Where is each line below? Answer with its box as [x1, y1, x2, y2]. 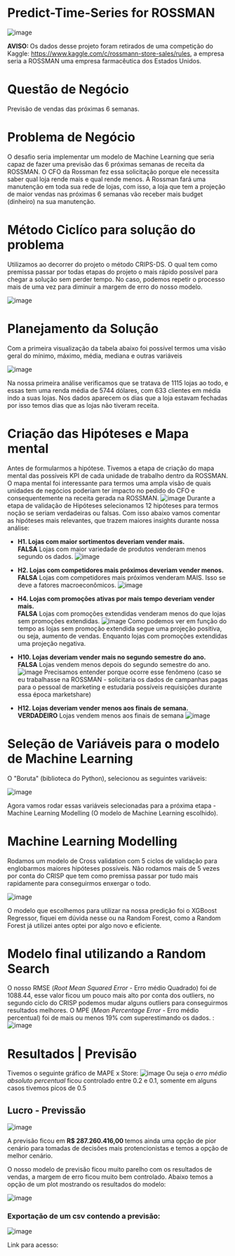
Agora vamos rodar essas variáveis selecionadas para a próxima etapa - [7, 801, 216, 810]
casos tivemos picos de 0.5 [7, 1084, 86, 1092]
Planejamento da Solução [7, 321, 159, 337]
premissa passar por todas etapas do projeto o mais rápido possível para [7, 267, 219, 276]
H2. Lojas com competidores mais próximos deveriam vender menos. [17, 566, 224, 574]
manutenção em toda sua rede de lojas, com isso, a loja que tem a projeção [7, 182, 226, 190]
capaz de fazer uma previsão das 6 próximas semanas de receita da [7, 160, 205, 168]
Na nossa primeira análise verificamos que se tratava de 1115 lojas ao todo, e [7, 378, 229, 387]
